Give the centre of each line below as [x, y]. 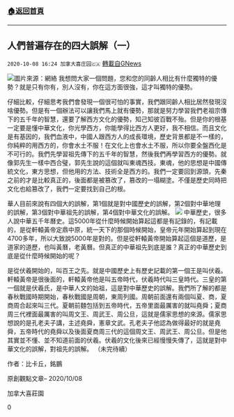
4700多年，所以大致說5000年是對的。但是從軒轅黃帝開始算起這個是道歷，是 [117, 239]
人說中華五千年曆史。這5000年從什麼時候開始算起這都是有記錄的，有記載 [112, 221]
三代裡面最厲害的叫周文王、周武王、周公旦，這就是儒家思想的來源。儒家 [117, 314]
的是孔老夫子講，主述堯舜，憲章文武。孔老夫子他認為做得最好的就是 [117, 323]
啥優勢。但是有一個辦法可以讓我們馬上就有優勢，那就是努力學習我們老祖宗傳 [117, 111]
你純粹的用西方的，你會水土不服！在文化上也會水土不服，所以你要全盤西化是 [117, 145]
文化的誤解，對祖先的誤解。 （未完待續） [72, 349]
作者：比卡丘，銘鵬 [35, 364]
